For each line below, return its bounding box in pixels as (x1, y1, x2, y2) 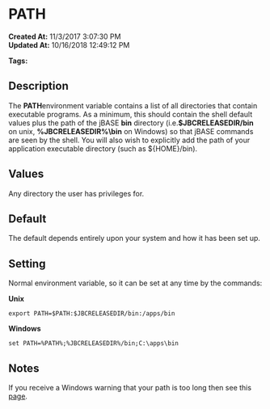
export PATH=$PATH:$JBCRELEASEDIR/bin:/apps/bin (8, 310, 175, 318)
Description (8, 79, 69, 93)
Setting (8, 256, 46, 271)
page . (8, 391, 28, 401)
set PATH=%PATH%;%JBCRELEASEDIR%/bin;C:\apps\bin (8, 339, 179, 348)
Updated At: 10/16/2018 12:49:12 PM (8, 40, 130, 49)
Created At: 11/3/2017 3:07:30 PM (8, 32, 121, 41)
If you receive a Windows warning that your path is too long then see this (8, 383, 252, 392)
